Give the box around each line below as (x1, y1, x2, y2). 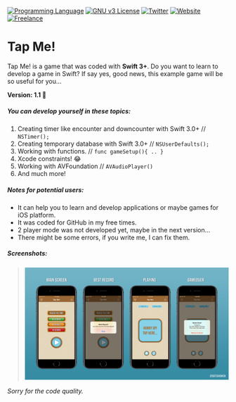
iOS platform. (17, 211, 56, 219)
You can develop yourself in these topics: (7, 106, 131, 115)
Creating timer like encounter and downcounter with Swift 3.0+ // (17, 124, 206, 133)
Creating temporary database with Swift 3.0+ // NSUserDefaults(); (17, 139, 209, 148)
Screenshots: (7, 249, 48, 258)
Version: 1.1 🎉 (7, 90, 47, 99)
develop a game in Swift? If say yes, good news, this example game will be (7, 69, 223, 77)
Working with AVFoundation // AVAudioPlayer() (17, 162, 153, 170)
